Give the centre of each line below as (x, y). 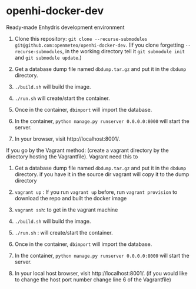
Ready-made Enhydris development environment (65, 27)
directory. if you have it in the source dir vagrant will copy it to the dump (102, 174)
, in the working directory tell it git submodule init (124, 51)
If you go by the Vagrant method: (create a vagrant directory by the (87, 150)
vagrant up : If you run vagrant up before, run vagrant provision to (96, 192)
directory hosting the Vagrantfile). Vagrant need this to (72, 156)
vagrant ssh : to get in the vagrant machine (66, 210)
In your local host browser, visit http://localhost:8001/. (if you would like (101, 273)
